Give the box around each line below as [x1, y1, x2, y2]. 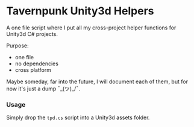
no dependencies [14, 60, 59, 67]
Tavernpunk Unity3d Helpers [6, 4, 154, 18]
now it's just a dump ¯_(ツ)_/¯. [6, 85, 80, 92]
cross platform [14, 66, 51, 73]
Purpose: [6, 42, 29, 49]
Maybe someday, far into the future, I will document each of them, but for [6, 78, 189, 85]
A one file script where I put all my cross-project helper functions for [6, 24, 177, 31]
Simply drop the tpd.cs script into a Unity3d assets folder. [6, 114, 150, 121]
